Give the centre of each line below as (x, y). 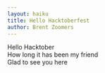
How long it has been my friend (53, 55)
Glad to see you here (38, 62)
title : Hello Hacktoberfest (49, 21)
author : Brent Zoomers (41, 27)
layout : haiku (28, 14)
